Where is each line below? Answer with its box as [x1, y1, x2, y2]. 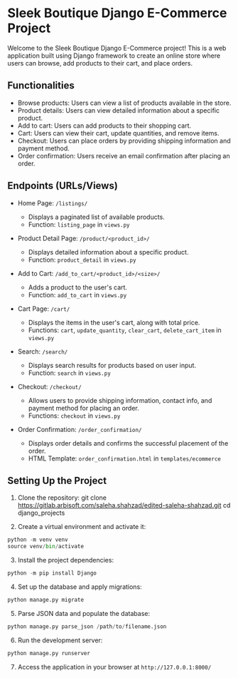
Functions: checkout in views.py [28, 411, 121, 420]
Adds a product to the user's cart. [28, 283, 128, 292]
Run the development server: [17, 636, 103, 644]
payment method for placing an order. [28, 404, 140, 412]
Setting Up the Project [7, 474, 107, 486]
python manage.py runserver [7, 649, 91, 657]
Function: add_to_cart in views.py [28, 290, 127, 299]
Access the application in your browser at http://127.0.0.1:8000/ [17, 662, 212, 671]
